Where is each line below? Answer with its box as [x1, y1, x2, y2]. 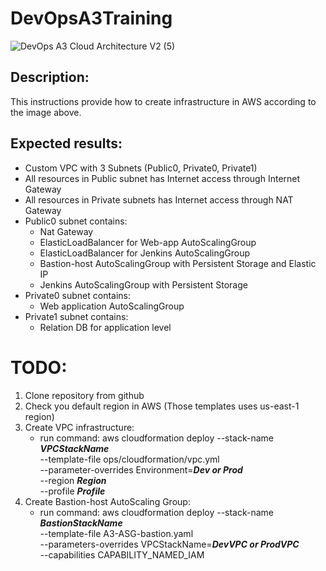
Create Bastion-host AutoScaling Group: [24, 495, 191, 507]
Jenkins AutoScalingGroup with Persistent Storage [39, 278, 248, 291]
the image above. [10, 106, 82, 118]
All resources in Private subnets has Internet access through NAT [24, 193, 294, 206]
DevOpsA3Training [10, 7, 173, 30]
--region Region [39, 474, 107, 486]
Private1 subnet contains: [24, 310, 129, 322]
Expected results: [10, 135, 123, 152]
